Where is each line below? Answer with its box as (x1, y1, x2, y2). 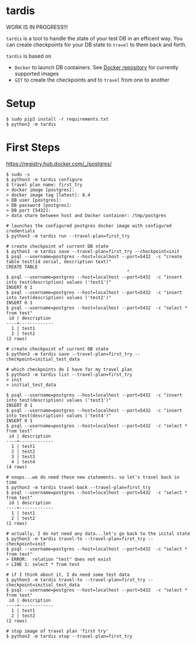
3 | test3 (11, 453, 35, 460)
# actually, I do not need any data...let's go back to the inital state (6, 531, 191, 537)
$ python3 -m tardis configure (6, 176, 83, 182)
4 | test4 (11, 459, 35, 464)
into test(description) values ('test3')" (6, 397, 111, 403)
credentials (6, 228, 35, 234)
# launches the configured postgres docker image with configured (6, 223, 172, 229)
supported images (14, 70, 59, 77)
